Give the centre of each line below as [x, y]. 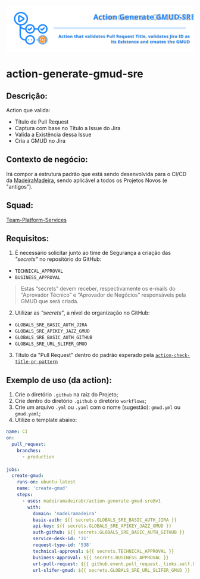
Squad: [20, 206]
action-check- [173, 356]
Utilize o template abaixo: [46, 420]
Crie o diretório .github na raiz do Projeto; [66, 395]
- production [38, 457]
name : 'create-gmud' [42, 488]
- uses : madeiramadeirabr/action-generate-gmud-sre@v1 [91, 501]
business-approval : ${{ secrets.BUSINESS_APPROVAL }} [101, 558]
